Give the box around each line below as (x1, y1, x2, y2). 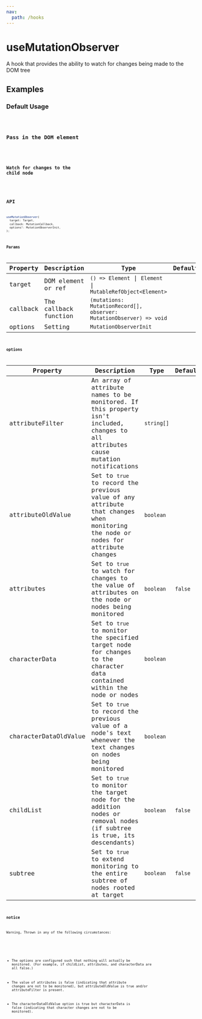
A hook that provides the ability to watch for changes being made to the (6, 60, 184, 67)
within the (91, 683, 128, 692)
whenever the (91, 736, 135, 744)
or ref (44, 284, 66, 292)
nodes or (91, 810, 121, 818)
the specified (91, 633, 139, 642)
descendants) (91, 838, 135, 847)
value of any (91, 493, 135, 501)
